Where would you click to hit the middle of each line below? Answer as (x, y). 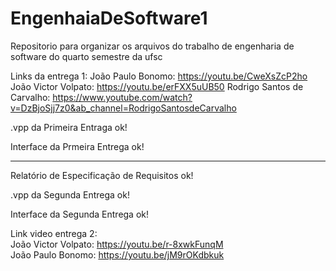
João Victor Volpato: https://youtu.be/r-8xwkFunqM (117, 244)
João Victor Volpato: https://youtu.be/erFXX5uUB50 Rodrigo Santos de (157, 86)
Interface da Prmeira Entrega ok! (77, 146)
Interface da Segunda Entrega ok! (80, 214)
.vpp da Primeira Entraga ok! (69, 127)
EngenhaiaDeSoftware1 (109, 18)
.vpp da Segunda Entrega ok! (70, 194)
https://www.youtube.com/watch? (122, 97)
